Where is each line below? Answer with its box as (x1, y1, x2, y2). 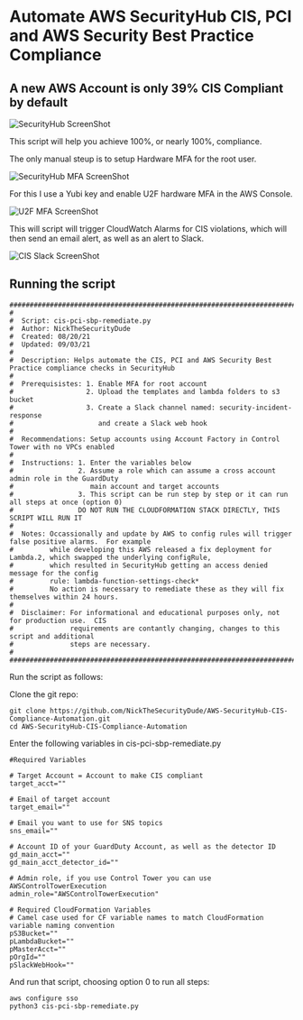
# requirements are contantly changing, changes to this (9, 624, 280, 633)
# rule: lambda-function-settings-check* (9, 576, 200, 585)
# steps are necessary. (9, 639, 151, 648)
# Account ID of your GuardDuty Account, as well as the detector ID (9, 841, 277, 851)
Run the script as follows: (9, 671, 104, 682)
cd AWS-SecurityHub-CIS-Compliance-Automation (9, 721, 188, 731)
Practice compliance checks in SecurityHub (9, 363, 176, 372)
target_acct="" (9, 778, 67, 788)
